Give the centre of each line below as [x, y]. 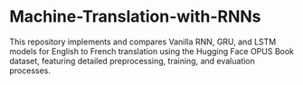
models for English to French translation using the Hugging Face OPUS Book [152, 51]
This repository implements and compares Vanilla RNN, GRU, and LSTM [143, 42]
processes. [30, 71]
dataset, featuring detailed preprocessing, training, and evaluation [133, 61]
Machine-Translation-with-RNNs [135, 17]
